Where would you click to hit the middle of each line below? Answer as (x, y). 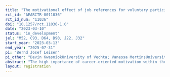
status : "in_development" (32, 33)
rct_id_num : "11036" (27, 19)
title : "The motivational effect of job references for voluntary (77, 10)
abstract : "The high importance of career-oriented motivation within (81, 62)
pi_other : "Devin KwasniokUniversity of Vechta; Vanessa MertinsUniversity (87, 57)
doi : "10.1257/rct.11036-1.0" (37, 24)
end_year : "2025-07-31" (30, 48)
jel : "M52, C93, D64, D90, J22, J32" (45, 38)
